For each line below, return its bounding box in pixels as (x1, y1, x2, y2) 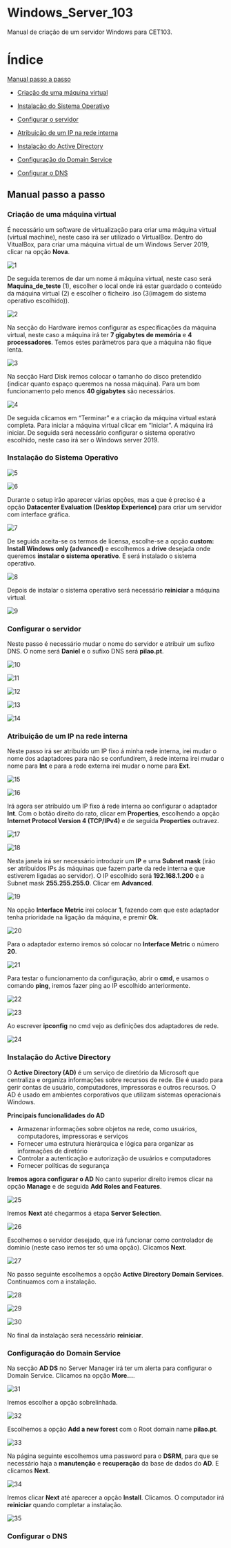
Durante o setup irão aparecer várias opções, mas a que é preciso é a (7, 495, 205, 503)
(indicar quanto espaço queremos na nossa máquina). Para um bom (7, 379, 200, 388)
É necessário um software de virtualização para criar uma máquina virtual (7, 225, 217, 233)
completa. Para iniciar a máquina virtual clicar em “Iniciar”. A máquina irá (7, 421, 214, 429)
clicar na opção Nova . (7, 247, 70, 255)
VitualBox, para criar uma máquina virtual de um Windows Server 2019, (7, 240, 210, 249)
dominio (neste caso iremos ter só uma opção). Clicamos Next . (7, 1243, 187, 1251)
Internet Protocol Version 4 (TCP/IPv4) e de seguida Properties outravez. (7, 817, 219, 825)
